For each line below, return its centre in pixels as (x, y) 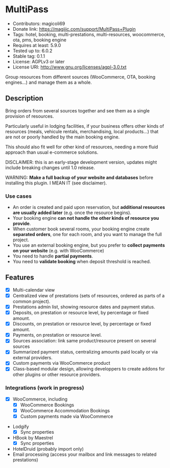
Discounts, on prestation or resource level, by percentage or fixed (82, 324)
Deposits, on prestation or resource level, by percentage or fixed (81, 313)
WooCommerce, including (40, 399)
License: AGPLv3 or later (39, 61)
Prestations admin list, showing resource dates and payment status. (84, 307)
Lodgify (21, 427)
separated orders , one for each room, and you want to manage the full (87, 235)
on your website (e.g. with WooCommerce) (58, 251)
